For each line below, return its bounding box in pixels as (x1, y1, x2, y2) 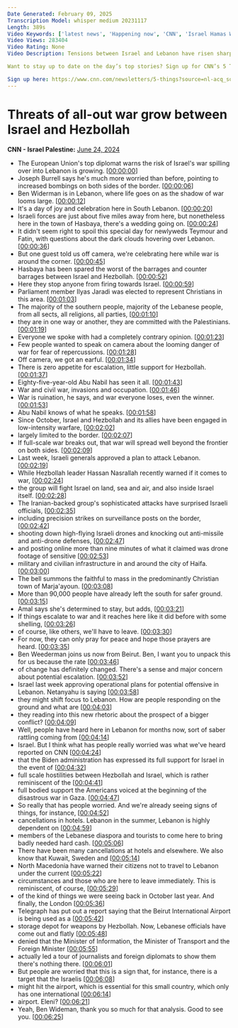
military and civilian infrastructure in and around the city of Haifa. (17, 559, 208, 567)
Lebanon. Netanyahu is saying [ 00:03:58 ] (17, 687, 140, 696)
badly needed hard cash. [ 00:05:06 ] (17, 838, 124, 847)
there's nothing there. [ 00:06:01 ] (17, 959, 113, 968)
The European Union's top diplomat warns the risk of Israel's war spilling (17, 159, 230, 167)
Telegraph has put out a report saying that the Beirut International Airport (17, 906, 231, 915)
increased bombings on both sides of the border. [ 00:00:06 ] (17, 181, 194, 190)
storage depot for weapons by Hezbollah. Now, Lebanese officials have (17, 921, 227, 930)
